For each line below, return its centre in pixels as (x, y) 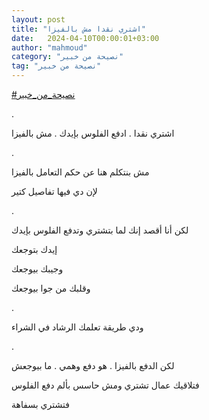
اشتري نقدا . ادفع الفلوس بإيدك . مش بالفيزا (93, 133)
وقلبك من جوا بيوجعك (51, 288)
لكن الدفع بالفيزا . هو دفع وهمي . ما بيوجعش (93, 365)
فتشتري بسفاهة (40, 404)
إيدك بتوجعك (34, 249)
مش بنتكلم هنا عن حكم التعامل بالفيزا (80, 172)
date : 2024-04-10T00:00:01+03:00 (85, 38)
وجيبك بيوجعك (37, 269)
